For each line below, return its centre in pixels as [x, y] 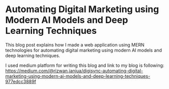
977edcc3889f [21, 81]
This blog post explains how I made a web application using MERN [75, 45]
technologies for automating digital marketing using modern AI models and [83, 50]
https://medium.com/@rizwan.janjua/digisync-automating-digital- [74, 71]
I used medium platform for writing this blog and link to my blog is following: [85, 65]
